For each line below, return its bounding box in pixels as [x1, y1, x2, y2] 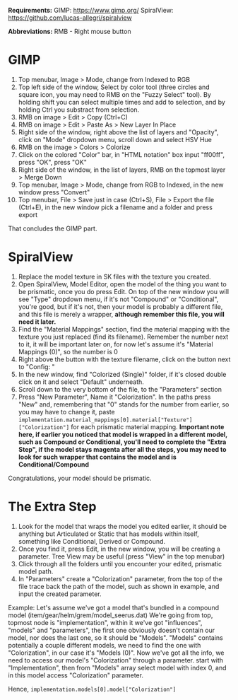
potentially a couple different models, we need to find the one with [8, 641, 201, 649]
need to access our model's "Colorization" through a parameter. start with [8, 655, 224, 664]
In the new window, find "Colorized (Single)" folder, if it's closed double [18, 370, 227, 378]
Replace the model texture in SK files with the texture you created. [18, 272, 211, 281]
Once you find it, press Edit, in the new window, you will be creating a [18, 544, 221, 553]
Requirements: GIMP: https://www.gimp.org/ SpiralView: [8, 6, 174, 14]
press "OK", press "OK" [18, 158, 87, 166]
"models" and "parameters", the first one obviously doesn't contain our [8, 626, 215, 634]
